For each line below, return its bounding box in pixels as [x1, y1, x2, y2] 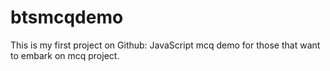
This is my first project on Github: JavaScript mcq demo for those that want [10, 39, 321, 51]
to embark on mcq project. [10, 49, 120, 61]
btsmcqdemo [10, 6, 124, 29]
